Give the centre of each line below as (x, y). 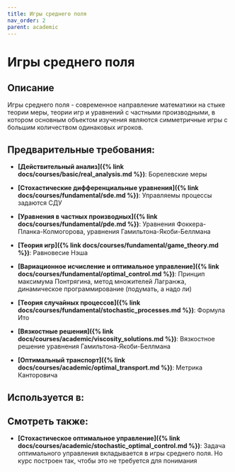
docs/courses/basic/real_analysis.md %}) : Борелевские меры (112, 175)
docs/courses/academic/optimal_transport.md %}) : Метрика (110, 367)
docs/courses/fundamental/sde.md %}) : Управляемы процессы (115, 196)
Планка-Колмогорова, (51, 232)
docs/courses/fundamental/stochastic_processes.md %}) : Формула (121, 310)
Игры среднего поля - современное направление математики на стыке (116, 105)
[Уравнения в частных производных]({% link (87, 217)
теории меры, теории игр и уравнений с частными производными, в (111, 112)
